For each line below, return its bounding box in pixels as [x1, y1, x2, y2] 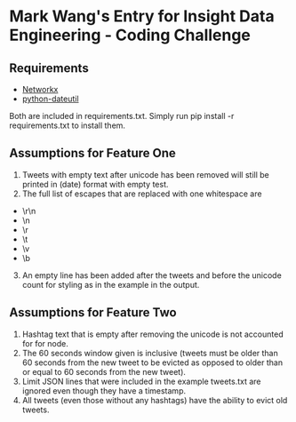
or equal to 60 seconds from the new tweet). [21, 366, 187, 377]
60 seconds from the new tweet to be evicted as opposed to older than [21, 357, 283, 368]
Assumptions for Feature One [9, 146, 176, 161]
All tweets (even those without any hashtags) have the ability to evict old [21, 394, 288, 405]
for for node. [21, 338, 68, 348]
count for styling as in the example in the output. [21, 279, 200, 290]
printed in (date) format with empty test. [21, 179, 169, 189]
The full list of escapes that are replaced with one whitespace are [21, 188, 262, 199]
